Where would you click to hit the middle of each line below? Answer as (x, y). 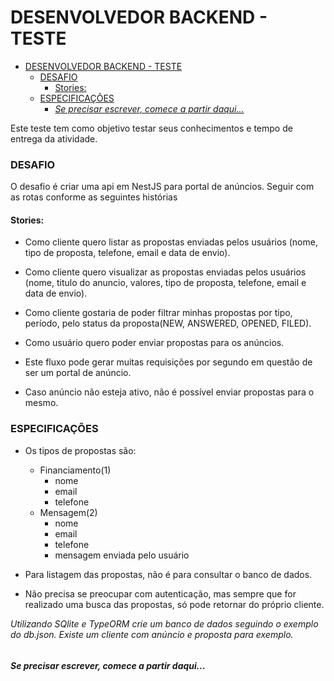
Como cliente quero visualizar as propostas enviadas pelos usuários (165, 272)
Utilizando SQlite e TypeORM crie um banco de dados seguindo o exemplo (164, 623)
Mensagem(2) (68, 512)
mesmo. (41, 403)
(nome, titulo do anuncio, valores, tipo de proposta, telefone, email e (165, 283)
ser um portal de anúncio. (78, 373)
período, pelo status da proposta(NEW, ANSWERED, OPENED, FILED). (168, 323)
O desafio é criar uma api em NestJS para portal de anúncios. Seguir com (162, 187)
